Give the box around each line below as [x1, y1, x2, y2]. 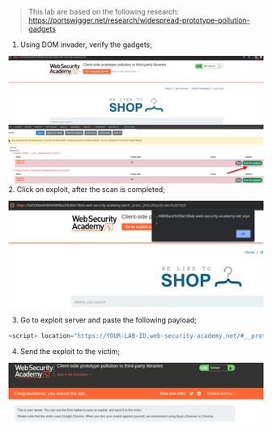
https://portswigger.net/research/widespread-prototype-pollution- [28, 15, 250, 25]
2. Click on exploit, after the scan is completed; [8, 184, 166, 194]
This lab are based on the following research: [28, 7, 180, 16]
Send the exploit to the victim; [19, 347, 120, 356]
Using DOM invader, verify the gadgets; [19, 40, 152, 49]
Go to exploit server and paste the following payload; [19, 315, 197, 325]
